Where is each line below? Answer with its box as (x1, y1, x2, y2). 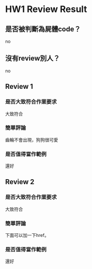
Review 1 (5, 82, 34, 91)
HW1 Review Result (5, 4, 87, 15)
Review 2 (5, 178, 35, 186)
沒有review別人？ (5, 54, 60, 63)
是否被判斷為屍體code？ (5, 25, 81, 33)
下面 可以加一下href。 (5, 232, 49, 238)
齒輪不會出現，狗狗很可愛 (5, 137, 58, 143)
